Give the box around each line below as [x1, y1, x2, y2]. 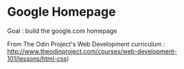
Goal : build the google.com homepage [7, 27, 117, 35]
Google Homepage [7, 4, 116, 20]
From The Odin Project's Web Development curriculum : [7, 40, 165, 48]
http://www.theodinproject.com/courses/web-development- [7, 47, 177, 55]
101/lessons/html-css [7, 54, 67, 62]
